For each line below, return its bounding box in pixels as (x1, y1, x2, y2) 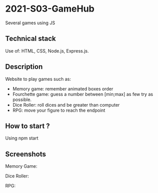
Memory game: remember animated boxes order (12, 85, 113, 91)
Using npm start (5, 135, 39, 141)
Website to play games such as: (5, 76, 71, 82)
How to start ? (5, 122, 50, 130)
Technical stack (5, 34, 56, 43)
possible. (12, 96, 32, 103)
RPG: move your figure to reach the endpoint (12, 107, 106, 113)
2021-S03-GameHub (5, 3, 95, 15)
